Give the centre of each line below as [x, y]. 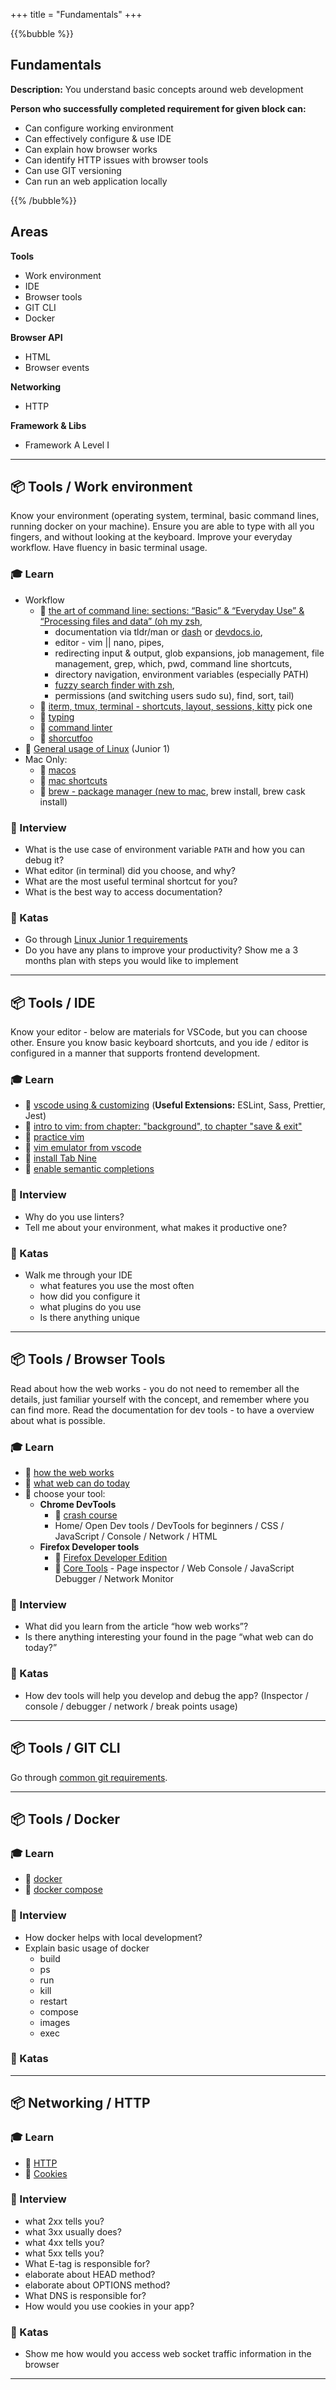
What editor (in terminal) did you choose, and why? [130, 871]
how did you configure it [90, 1296]
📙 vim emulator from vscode [83, 1148]
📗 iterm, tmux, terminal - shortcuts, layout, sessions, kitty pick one [176, 706]
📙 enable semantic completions [89, 1169]
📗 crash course [86, 1515]
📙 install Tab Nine [60, 1158]
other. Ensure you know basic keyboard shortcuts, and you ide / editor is [159, 1043]
